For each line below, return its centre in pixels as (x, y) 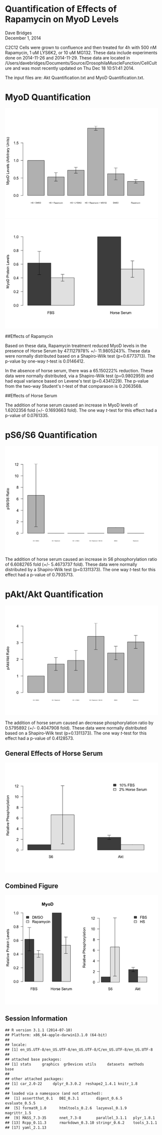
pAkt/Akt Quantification (54, 594)
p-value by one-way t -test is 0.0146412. (45, 361)
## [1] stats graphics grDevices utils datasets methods (75, 1064)
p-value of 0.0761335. (27, 415)
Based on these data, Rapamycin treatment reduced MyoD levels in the (76, 346)
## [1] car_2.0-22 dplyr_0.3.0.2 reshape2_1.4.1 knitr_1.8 (71, 1084)
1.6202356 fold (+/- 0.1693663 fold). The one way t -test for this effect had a (81, 410)
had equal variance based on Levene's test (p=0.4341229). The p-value (77, 381)
